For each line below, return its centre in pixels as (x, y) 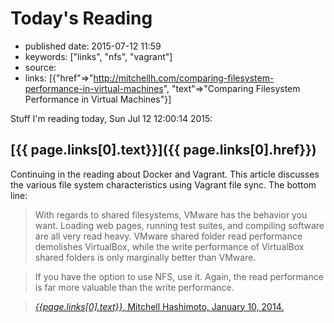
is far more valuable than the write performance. (134, 287)
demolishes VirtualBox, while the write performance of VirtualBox (169, 246)
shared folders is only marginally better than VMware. (145, 257)
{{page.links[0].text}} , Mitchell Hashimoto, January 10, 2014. (159, 306)
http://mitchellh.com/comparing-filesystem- (184, 78)
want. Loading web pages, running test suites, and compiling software (179, 225)
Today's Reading (81, 18)
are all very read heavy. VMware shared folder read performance (168, 236)
